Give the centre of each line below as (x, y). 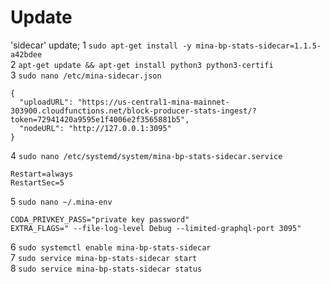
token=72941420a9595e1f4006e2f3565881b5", (100, 119)
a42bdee (26, 54)
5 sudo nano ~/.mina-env (61, 201)
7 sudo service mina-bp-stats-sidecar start (104, 257)
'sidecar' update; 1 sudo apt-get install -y (101, 45)
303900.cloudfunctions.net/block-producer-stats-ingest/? (133, 111)
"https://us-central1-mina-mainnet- (153, 102)
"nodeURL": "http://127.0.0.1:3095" (95, 128)
